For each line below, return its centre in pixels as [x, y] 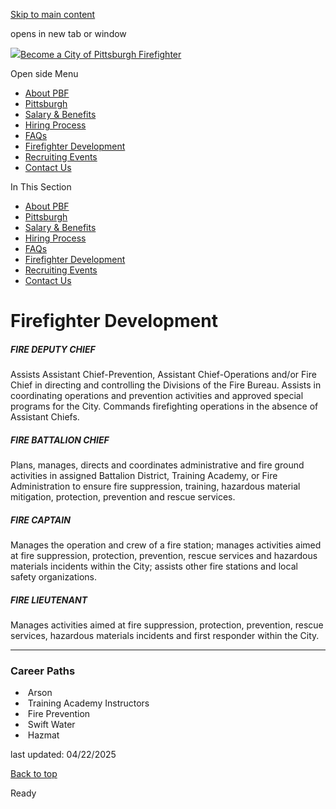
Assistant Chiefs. [45, 417]
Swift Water [51, 725]
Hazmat [43, 735]
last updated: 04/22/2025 [63, 755]
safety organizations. [54, 577]
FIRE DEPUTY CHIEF [53, 349]
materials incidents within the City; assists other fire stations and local [154, 566]
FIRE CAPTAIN [40, 520]
